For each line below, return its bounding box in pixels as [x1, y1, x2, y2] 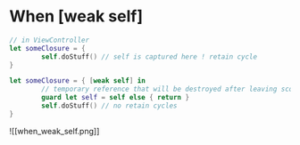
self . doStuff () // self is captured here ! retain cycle [41, 52, 257, 61]
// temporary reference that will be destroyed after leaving [41, 85, 278, 94]
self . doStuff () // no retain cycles [41, 101, 178, 110]
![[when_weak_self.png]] [9, 125, 100, 136]
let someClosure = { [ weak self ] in [9, 77, 146, 85]
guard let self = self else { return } [41, 93, 190, 102]
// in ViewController [9, 36, 90, 44]
